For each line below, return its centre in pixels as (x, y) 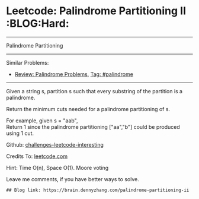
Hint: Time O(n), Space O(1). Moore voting (57, 168)
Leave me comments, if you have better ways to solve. (73, 179)
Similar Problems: (28, 62)
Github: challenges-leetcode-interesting (55, 144)
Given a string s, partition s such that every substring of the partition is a (94, 91)
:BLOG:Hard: (38, 23)
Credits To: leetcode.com (37, 156)
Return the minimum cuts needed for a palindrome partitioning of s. (88, 109)
